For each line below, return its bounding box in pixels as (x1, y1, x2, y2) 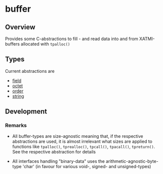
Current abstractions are (5, 68, 55, 74)
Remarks (5, 122, 27, 129)
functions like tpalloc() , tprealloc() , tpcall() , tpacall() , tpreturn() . (12, 143, 156, 150)
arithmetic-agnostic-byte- (106, 158, 159, 164)
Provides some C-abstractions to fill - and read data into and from (5, 36, 138, 42)
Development (5, 108, 48, 116)
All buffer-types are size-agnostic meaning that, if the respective (12, 133, 143, 139)
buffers (5, 41, 20, 47)
